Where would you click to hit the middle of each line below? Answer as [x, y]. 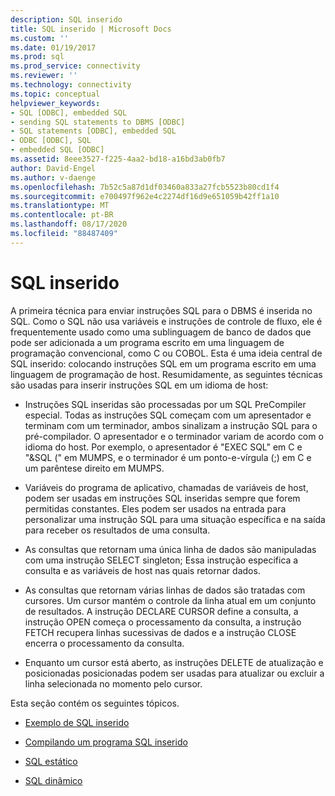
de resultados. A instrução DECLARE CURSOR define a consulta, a [161, 611]
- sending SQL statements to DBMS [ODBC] [98, 122]
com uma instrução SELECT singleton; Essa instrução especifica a [161, 560]
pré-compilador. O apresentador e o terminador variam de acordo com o [174, 436]
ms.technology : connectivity [71, 85]
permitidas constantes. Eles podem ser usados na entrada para [155, 508]
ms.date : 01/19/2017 [53, 47]
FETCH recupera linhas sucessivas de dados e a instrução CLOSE [160, 632]
